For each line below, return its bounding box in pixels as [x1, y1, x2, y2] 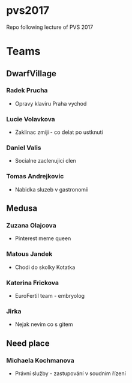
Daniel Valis [6, 143, 41, 152]
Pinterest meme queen [14, 235, 71, 242]
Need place [6, 338, 50, 348]
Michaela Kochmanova [6, 356, 74, 364]
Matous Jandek [6, 250, 53, 258]
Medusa [6, 204, 38, 214]
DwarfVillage [6, 68, 57, 79]
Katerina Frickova [6, 279, 59, 287]
